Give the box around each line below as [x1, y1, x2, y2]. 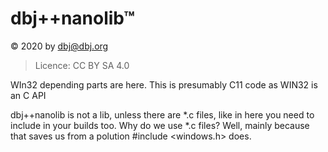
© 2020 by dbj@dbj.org [10, 40, 109, 52]
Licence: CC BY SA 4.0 [34, 59, 130, 71]
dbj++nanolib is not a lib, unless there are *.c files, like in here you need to [10, 108, 315, 121]
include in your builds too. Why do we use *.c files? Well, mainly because [10, 119, 310, 131]
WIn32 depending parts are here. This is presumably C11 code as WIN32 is [10, 78, 318, 91]
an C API [10, 89, 47, 101]
